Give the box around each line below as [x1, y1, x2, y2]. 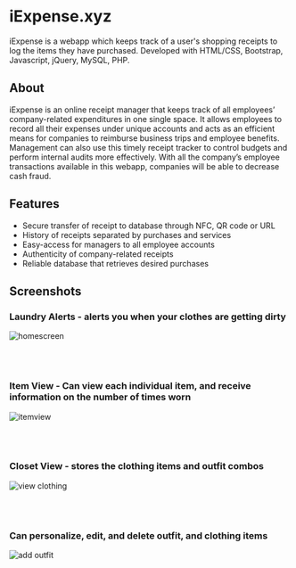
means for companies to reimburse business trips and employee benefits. [9, 132, 280, 144]
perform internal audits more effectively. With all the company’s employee [9, 152, 281, 162]
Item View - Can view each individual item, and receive [9, 380, 251, 392]
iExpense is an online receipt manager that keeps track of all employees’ [9, 104, 275, 115]
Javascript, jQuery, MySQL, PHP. [9, 54, 130, 65]
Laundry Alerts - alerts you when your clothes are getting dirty [9, 310, 287, 323]
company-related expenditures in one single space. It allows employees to [9, 113, 283, 124]
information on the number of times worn [9, 391, 192, 403]
